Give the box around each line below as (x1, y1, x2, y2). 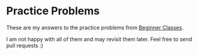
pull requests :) (6, 42, 44, 49)
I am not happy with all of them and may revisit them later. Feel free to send (6, 35, 193, 42)
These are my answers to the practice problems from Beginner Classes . (6, 24, 184, 31)
